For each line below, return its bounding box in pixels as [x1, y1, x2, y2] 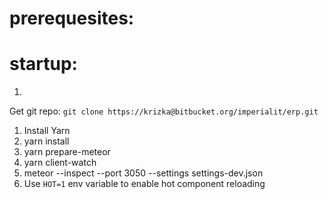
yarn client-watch [23, 157, 97, 169]
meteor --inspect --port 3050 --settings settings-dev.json [23, 167, 264, 179]
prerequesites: [9, 7, 135, 30]
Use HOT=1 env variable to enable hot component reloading [23, 178, 266, 190]
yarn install [23, 135, 70, 147]
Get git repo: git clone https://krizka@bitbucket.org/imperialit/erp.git [9, 105, 319, 117]
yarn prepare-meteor [23, 146, 111, 158]
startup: [9, 53, 78, 76]
